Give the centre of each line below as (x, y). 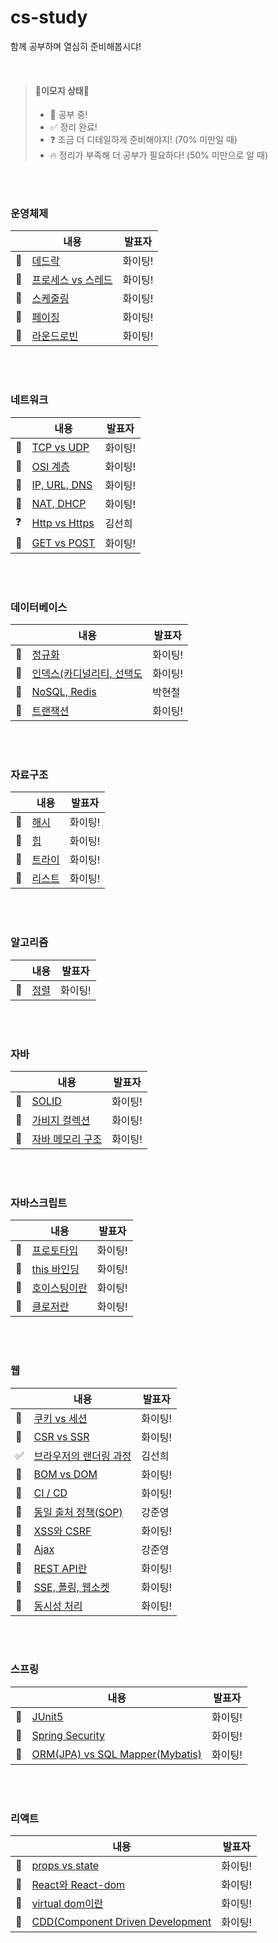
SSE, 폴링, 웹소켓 (71, 1587)
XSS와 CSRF (62, 1531)
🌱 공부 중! (68, 115)
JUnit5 (47, 1716)
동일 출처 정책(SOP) (78, 1512)
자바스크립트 (39, 1203)
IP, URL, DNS (62, 484)
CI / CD (50, 1493)
